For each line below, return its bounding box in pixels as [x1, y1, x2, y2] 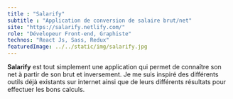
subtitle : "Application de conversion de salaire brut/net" [7, 17, 193, 24]
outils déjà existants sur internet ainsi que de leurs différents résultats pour [7, 78, 227, 86]
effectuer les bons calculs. [7, 86, 85, 93]
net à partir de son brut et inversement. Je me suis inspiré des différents [7, 70, 219, 78]
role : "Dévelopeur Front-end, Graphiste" [7, 30, 132, 37]
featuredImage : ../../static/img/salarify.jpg [7, 43, 148, 50]
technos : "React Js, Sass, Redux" [7, 37, 110, 44]
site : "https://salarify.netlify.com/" [7, 23, 126, 30]
